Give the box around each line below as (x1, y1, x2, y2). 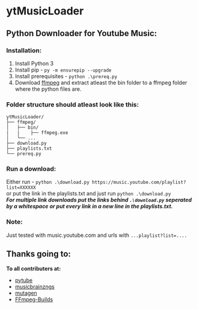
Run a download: (6, 165, 56, 173)
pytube (14, 277, 33, 284)
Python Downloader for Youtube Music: (6, 28, 157, 38)
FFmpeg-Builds (14, 296, 53, 303)
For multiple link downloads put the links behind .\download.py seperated (6, 197, 192, 204)
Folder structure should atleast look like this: (6, 100, 139, 109)
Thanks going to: (6, 249, 71, 259)
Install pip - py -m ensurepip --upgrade (14, 66, 112, 73)
